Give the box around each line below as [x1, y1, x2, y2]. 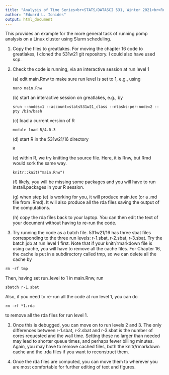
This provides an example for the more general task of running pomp [5, 31, 148, 37]
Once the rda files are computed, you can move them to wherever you [12, 359, 158, 365]
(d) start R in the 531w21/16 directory [12, 136, 89, 142]
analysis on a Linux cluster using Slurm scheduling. [5, 36, 112, 42]
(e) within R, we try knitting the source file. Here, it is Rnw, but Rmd [12, 155, 151, 161]
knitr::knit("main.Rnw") [12, 170, 65, 175]
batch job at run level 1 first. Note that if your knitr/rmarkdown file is [12, 240, 152, 246]
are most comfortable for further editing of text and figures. [12, 364, 136, 370]
